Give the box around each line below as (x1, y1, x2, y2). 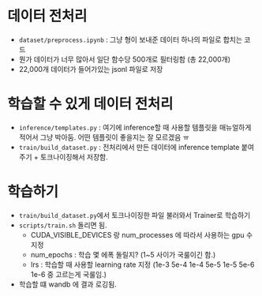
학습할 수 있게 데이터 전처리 (7, 96, 174, 113)
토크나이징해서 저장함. (39, 152, 108, 162)
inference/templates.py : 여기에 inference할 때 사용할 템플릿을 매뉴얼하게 (18, 122, 252, 132)
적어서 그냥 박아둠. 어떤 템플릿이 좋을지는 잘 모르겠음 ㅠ (18, 132, 190, 142)
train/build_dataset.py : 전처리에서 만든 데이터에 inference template (18, 142, 240, 152)
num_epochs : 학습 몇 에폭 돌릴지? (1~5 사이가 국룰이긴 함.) (30, 249, 216, 259)
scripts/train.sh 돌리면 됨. (18, 220, 107, 230)
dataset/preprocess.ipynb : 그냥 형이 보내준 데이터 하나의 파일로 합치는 (18, 35, 242, 44)
